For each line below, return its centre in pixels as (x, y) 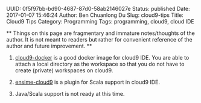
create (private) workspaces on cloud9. (64, 70)
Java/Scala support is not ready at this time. (70, 94)
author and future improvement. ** (49, 46)
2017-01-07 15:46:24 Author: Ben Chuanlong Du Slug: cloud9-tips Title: (95, 15)
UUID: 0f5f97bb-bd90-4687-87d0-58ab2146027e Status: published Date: (98, 9)
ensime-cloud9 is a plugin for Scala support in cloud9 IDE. (88, 82)
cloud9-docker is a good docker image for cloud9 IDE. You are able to (102, 58)
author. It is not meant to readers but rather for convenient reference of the (99, 39)
